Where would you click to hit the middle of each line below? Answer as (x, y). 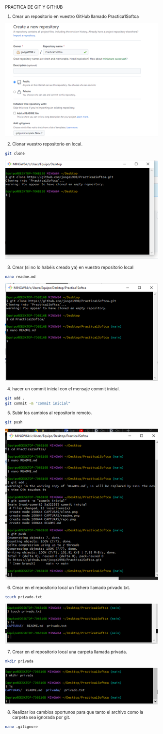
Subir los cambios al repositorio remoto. (52, 413)
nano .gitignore (21, 727)
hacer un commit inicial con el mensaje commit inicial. (66, 389)
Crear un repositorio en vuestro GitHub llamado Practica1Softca (75, 16)
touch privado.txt (24, 597)
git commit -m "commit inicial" (38, 404)
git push (14, 422)
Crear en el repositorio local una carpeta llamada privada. (69, 652)
